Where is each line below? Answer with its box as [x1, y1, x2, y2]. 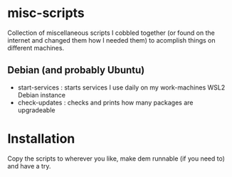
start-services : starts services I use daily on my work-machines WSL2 [17, 83, 226, 92]
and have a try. [7, 161, 51, 170]
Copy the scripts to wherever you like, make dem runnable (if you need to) [7, 154, 226, 163]
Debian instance [17, 90, 66, 99]
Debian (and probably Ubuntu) [7, 64, 145, 76]
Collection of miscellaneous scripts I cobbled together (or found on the [7, 28, 215, 37]
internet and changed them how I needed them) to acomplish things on [7, 36, 216, 44]
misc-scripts [7, 5, 85, 21]
